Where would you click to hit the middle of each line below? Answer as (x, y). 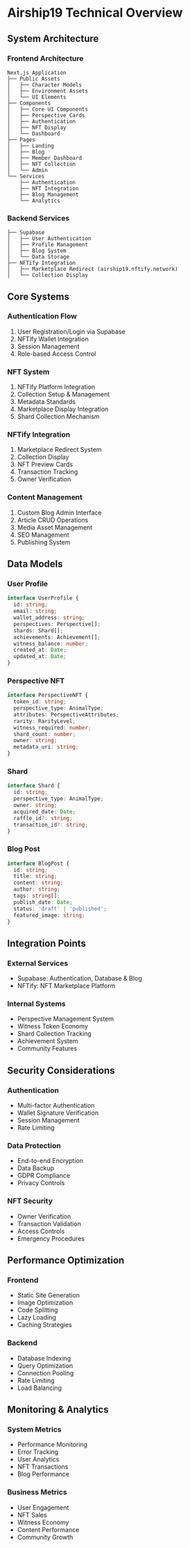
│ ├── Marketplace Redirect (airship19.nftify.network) (93, 269)
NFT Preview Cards (45, 464)
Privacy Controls (41, 1183)
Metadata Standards (46, 402)
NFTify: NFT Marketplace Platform (66, 986)
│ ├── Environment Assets (48, 91)
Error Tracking (38, 1452)
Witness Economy (43, 1522)
